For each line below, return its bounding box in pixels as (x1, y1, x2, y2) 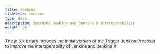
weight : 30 (5, 25, 27, 30)
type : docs (5, 16, 27, 21)
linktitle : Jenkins (5, 12, 44, 16)
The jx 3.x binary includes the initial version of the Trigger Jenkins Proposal (5, 38, 155, 44)
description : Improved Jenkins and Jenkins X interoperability (5, 20, 135, 26)
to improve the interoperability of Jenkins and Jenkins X (5, 43, 116, 49)
